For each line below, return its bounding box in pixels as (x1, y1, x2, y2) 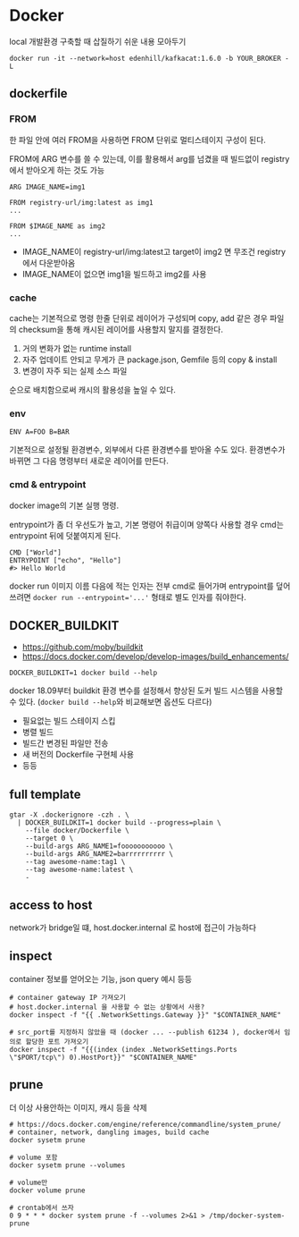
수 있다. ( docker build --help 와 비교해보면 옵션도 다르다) (9, 697, 212, 707)
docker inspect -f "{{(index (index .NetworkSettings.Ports (9, 1045, 238, 1054)
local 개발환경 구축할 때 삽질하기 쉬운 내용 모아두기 (9, 36, 187, 47)
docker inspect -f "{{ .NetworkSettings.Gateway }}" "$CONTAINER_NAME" (9, 1010, 281, 1020)
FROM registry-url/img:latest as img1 (9, 198, 154, 207)
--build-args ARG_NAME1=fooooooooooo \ (25, 842, 174, 851)
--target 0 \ (25, 834, 74, 843)
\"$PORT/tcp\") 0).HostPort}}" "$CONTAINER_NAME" (9, 1053, 198, 1062)
